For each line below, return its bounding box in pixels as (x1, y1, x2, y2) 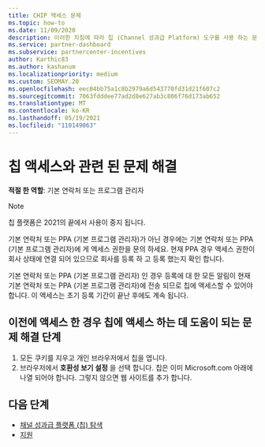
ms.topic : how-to (8, 19, 65, 27)
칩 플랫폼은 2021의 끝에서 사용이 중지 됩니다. (8, 218, 146, 227)
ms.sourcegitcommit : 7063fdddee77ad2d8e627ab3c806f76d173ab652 (8, 92, 221, 100)
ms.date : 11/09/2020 (8, 26, 77, 34)
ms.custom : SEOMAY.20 (8, 77, 80, 85)
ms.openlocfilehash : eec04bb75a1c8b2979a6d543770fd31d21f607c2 (8, 84, 221, 93)
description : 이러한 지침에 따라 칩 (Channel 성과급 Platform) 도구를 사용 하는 (8, 33, 249, 42)
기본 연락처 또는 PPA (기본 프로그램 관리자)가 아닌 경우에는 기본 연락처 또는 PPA (8, 234, 254, 244)
